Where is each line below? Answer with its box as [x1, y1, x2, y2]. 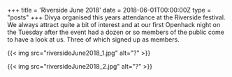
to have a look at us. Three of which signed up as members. [7, 35, 180, 44]
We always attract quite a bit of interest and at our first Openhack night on [7, 21, 221, 28]
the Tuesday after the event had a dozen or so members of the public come [7, 28, 225, 36]
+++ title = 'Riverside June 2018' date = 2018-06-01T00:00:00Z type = [7, 6, 212, 14]
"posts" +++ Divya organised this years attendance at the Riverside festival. [7, 13, 226, 22]
